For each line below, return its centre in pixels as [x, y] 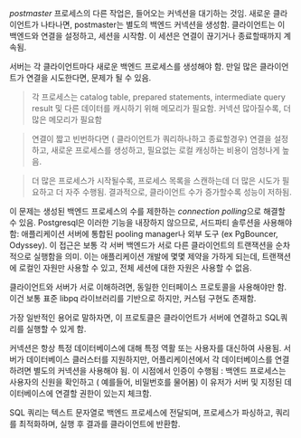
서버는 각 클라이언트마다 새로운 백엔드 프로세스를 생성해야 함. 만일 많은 [133, 67]
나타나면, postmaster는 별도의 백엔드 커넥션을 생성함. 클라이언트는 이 [163, 24]
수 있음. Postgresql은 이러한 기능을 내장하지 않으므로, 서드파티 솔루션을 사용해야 [151, 223]
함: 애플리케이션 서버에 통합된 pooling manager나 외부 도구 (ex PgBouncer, [144, 234]
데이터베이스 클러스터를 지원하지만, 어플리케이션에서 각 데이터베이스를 [149, 359]
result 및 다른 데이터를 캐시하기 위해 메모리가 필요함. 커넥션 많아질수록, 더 [161, 108]
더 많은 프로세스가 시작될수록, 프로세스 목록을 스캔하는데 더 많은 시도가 [155, 181]
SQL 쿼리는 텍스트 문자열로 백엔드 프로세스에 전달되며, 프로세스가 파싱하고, [141, 413]
